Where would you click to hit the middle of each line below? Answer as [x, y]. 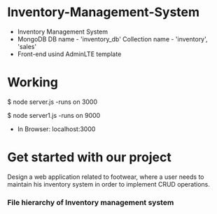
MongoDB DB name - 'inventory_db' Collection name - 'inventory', [112, 39]
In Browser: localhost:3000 [56, 129]
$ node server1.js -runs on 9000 [54, 115]
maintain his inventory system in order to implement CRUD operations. [108, 184]
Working [33, 82]
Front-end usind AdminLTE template [69, 54]
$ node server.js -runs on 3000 [52, 102]
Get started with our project [89, 158]
